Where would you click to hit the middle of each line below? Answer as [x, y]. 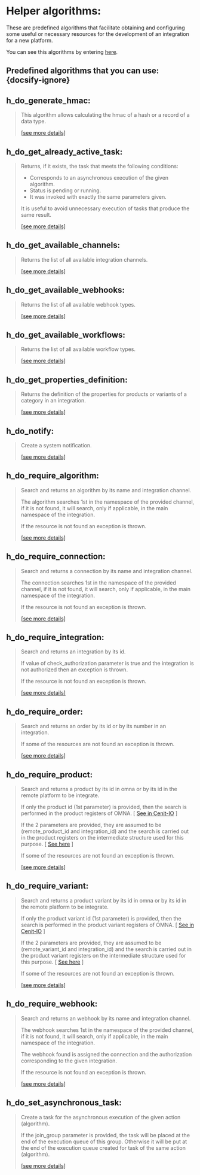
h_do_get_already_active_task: [64, 152]
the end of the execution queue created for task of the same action [103, 1147]
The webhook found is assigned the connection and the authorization [106, 1054]
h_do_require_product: [50, 775]
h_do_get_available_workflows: [66, 334]
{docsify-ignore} [38, 80]
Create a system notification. [56, 446]
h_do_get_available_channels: [63, 245]
